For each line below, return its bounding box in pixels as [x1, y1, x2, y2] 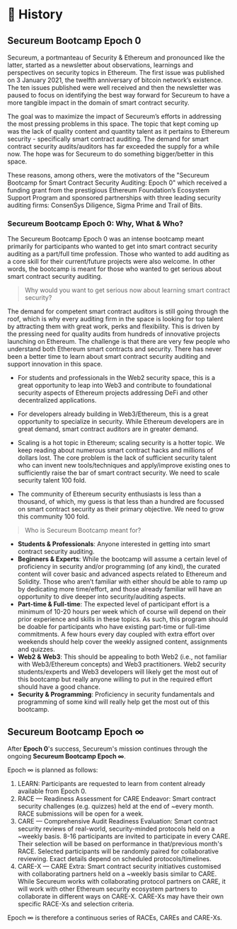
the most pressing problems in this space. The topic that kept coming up [7, 120, 219, 128]
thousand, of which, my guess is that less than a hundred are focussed [17, 497, 224, 506]
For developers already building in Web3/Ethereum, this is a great [17, 410, 209, 418]
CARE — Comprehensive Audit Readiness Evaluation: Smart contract [17, 817, 218, 826]
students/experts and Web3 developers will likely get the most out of [17, 668, 219, 676]
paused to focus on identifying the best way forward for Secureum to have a [7, 91, 230, 99]
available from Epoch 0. [17, 787, 87, 795]
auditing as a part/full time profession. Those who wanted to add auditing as [7, 250, 230, 258]
